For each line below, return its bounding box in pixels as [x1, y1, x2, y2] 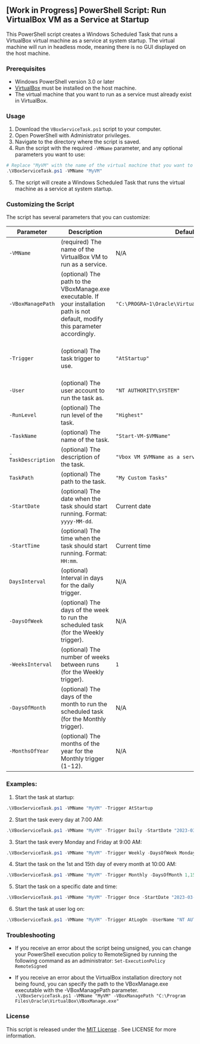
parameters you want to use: [14, 151, 86, 158]
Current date [115, 502, 151, 511]
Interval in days [60, 574, 104, 582]
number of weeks [60, 653, 110, 661]
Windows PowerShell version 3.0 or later [14, 78, 115, 85]
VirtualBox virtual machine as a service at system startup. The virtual [6, 36, 175, 44]
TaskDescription [9, 457, 55, 463]
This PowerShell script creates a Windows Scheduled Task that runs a [6, 30, 178, 38]
